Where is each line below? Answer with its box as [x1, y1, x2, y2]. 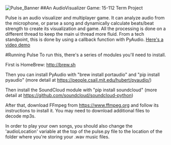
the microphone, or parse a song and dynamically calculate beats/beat [5, 20, 154, 26]
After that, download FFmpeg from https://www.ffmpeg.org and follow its [5, 102, 159, 108]
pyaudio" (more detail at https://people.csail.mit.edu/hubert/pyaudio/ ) [5, 77, 152, 83]
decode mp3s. [5, 113, 36, 119]
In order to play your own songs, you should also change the [5, 123, 133, 129]
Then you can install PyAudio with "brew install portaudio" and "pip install [5, 71, 160, 78]
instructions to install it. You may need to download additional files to [5, 108, 150, 113]
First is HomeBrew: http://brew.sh [5, 62, 76, 67]
